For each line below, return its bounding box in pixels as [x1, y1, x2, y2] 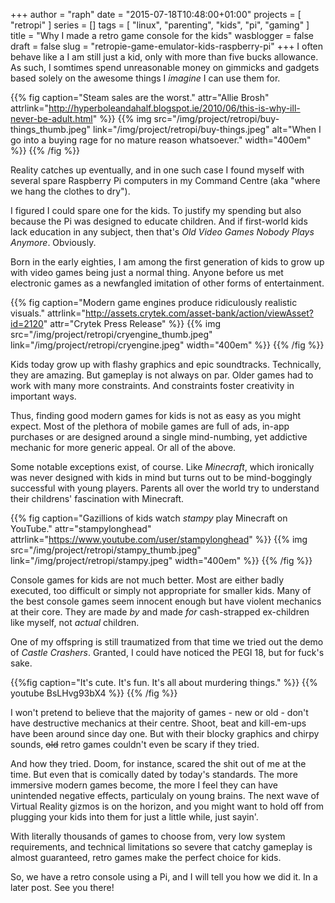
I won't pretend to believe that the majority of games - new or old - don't [10, 707, 309, 718]
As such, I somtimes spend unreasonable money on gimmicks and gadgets [10, 62, 320, 73]
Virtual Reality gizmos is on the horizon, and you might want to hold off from [10, 800, 324, 812]
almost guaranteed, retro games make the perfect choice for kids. [10, 852, 282, 863]
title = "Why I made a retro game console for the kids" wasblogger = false [10, 30, 315, 41]
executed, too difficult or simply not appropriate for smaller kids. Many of [10, 585, 312, 596]
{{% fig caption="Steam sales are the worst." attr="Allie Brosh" [10, 92, 270, 103]
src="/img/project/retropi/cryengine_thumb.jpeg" [10, 329, 213, 340]
